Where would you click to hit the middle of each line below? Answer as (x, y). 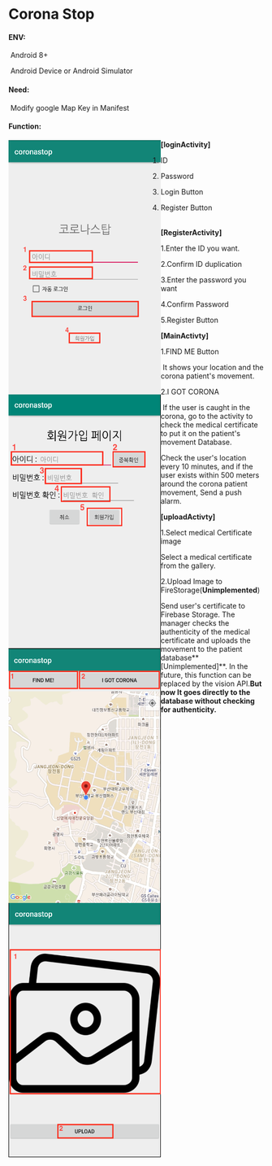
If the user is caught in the (206, 408)
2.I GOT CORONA (190, 392)
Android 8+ (29, 55)
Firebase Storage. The (198, 614)
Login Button (182, 191)
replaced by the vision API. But (212, 683)
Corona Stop (52, 14)
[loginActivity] (186, 144)
